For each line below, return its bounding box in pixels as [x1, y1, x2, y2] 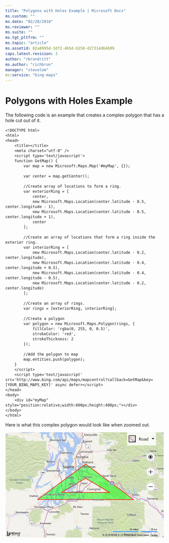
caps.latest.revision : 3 [5, 51, 58, 56]
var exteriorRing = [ [23, 189, 70, 194]
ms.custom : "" [5, 13, 36, 19]
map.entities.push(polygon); [23, 357, 85, 362]
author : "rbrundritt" [5, 56, 51, 62]
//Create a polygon [23, 316, 65, 322]
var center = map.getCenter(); [23, 174, 90, 179]
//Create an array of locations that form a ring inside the [23, 235, 156, 240]
